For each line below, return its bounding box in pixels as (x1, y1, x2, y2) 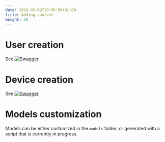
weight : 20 (5, 17, 29, 22)
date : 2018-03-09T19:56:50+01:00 (5, 7, 76, 13)
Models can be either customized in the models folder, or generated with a (5, 126, 160, 132)
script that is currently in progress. (5, 131, 78, 137)
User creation (5, 39, 64, 51)
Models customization (5, 108, 102, 120)
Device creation (5, 74, 74, 85)
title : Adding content (5, 12, 53, 17)
